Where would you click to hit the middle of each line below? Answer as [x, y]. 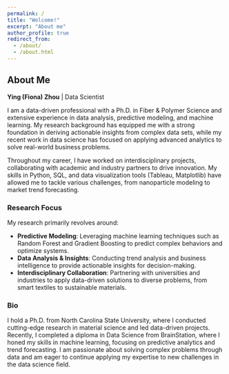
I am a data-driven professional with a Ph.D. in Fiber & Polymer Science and [114, 110]
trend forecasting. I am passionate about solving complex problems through [115, 350]
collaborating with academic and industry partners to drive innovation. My [112, 167]
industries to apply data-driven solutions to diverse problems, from [112, 280]
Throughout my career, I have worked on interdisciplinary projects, [102, 160]
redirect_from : [29, 39]
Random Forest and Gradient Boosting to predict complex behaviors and [120, 243]
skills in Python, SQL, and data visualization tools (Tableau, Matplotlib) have [114, 175]
